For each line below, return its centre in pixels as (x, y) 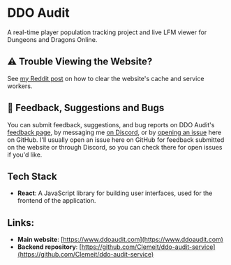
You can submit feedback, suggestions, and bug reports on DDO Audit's (111, 124)
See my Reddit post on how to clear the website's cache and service (106, 78)
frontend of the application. (57, 201)
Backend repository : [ (50, 247)
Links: (21, 223)
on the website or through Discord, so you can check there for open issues (115, 147)
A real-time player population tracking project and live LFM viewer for (107, 32)
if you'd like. (25, 155)
